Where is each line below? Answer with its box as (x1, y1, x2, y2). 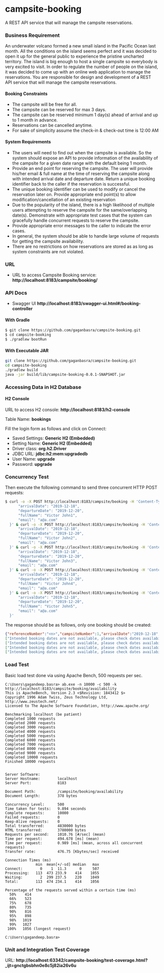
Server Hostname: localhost (5, 776, 78, 781)
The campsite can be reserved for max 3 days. (12, 107, 106, 113)
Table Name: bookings (5, 416, 51, 422)
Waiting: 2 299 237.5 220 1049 (5, 875, 99, 880)
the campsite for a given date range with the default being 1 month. (12, 160, 147, 166)
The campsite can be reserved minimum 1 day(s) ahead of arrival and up (12, 112, 159, 118)
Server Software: (5, 772, 41, 777)
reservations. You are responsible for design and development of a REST (5, 74, 151, 80)
